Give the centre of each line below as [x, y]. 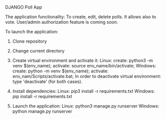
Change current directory [38, 51]
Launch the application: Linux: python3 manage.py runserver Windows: [86, 106]
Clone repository [30, 41]
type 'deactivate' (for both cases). [47, 82]
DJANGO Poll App [24, 7]
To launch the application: [32, 31]
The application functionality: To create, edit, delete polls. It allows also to [81, 17]
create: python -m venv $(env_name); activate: [60, 71]
